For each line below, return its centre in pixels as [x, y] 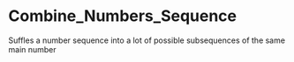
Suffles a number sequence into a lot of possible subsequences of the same [147, 40]
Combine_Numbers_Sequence [123, 16]
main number [32, 49]
